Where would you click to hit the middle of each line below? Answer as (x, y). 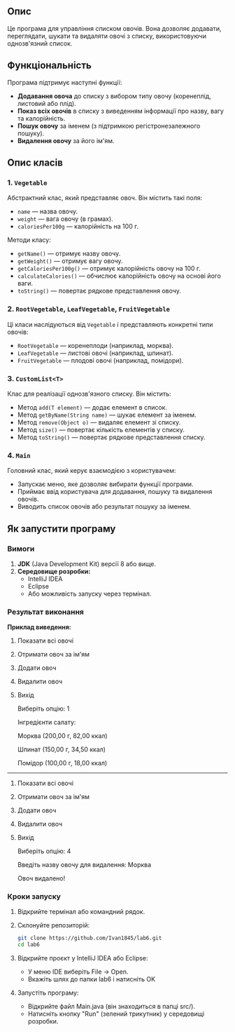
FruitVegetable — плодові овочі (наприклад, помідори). (100, 360)
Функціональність (50, 66)
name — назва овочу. (48, 212)
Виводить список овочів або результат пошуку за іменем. (104, 507)
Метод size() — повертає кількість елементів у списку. (101, 429)
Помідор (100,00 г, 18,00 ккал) (62, 763)
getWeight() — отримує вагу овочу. (70, 261)
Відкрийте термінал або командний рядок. (81, 912)
